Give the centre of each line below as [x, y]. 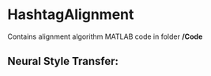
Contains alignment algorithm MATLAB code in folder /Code [105, 36]
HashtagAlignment [71, 15]
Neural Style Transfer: [63, 61]
